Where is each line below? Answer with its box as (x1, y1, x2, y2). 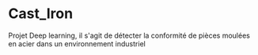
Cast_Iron (8, 5, 74, 23)
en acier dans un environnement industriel (8, 38, 146, 48)
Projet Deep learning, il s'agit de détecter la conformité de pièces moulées (8, 31, 251, 40)
